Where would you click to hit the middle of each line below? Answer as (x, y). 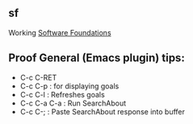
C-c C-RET (38, 77)
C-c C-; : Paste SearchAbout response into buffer (103, 111)
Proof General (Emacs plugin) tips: (97, 58)
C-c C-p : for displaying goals (69, 86)
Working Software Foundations (60, 32)
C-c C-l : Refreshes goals (62, 94)
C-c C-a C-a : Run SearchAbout (73, 103)
